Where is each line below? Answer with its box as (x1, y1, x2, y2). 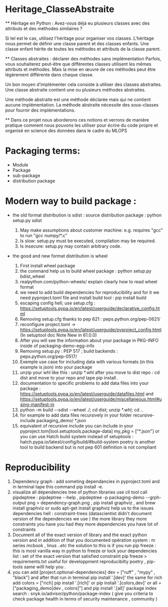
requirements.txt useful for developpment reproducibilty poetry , (12, 558, 146, 564)
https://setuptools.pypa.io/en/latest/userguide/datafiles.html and (20, 390, 154, 396)
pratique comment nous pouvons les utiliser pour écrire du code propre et (5, 122, 158, 128)
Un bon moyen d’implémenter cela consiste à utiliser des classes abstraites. (5, 81, 162, 87)
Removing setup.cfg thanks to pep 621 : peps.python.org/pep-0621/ (20, 316, 160, 322)
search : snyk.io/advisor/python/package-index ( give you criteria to (12, 590, 153, 596)
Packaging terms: (5, 145, 80, 157)
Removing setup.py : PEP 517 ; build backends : (20, 348, 118, 354)
